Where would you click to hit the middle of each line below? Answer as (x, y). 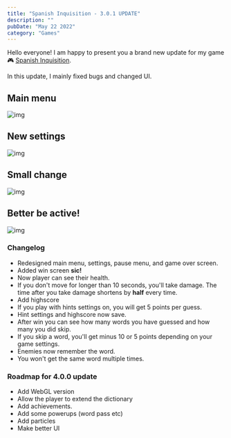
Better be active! (44, 213)
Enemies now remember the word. (66, 351)
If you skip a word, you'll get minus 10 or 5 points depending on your (115, 336)
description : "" (30, 20)
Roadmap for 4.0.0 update (52, 376)
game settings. (38, 344)
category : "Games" (34, 33)
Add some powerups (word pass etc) (70, 414)
